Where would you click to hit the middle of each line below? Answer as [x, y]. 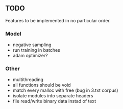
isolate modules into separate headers [53, 96]
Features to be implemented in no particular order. [58, 20]
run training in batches [36, 50]
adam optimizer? [30, 56]
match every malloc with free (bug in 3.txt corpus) [65, 90]
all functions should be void [42, 85]
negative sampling [32, 45]
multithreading [28, 80]
